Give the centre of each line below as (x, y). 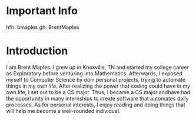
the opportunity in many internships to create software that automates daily (97, 98)
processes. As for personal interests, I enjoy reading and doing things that (96, 105)
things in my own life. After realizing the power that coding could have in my (98, 86)
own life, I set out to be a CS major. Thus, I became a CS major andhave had (98, 92)
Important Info (42, 11)
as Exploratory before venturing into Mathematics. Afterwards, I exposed (94, 73)
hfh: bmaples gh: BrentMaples (43, 27)
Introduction (37, 51)
